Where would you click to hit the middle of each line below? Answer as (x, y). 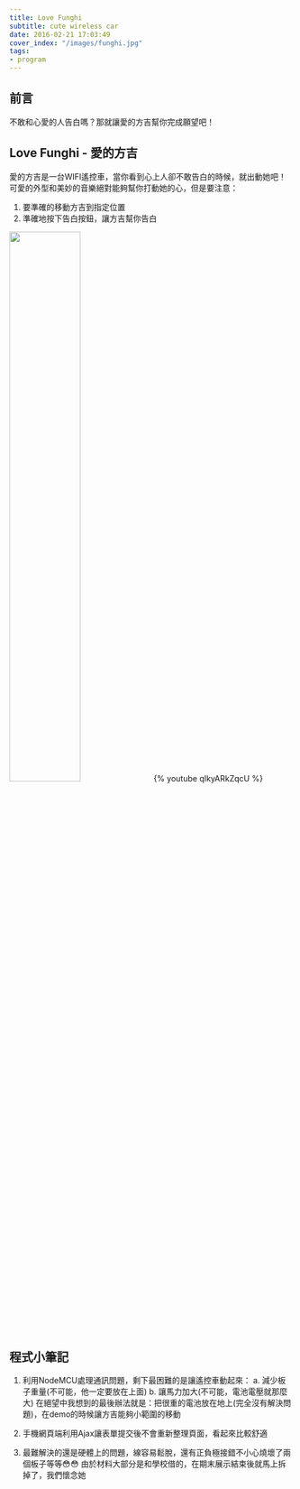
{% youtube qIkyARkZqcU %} (208, 778)
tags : (19, 51)
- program (28, 60)
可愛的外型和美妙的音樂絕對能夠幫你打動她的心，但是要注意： (124, 188)
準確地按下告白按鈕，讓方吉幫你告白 (90, 218)
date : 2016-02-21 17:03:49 (60, 34)
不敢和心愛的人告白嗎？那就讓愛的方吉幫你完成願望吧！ (112, 122)
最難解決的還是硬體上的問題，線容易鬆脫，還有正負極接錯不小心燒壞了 (153, 1453)
